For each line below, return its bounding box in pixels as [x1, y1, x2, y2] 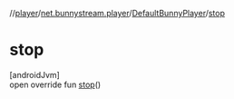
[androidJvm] [9, 69, 61, 80]
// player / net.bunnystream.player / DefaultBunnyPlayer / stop [9, 8, 225, 18]
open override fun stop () [9, 79, 102, 90]
